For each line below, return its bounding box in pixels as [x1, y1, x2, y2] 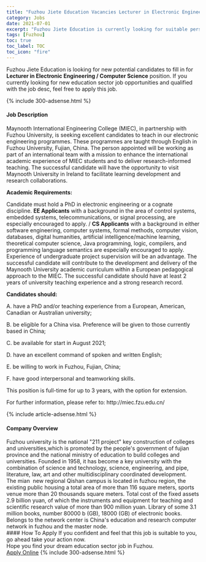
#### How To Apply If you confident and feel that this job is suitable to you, [6, 530, 197, 537]
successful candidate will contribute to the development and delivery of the [6, 259, 197, 267]
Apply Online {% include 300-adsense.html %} [6, 549, 125, 556]
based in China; [6, 327, 46, 335]
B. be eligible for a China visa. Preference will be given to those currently [6, 321, 190, 328]
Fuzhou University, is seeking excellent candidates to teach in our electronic [6, 131, 199, 139]
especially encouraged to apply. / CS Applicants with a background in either [6, 220, 200, 227]
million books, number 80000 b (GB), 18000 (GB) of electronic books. [6, 510, 182, 517]
